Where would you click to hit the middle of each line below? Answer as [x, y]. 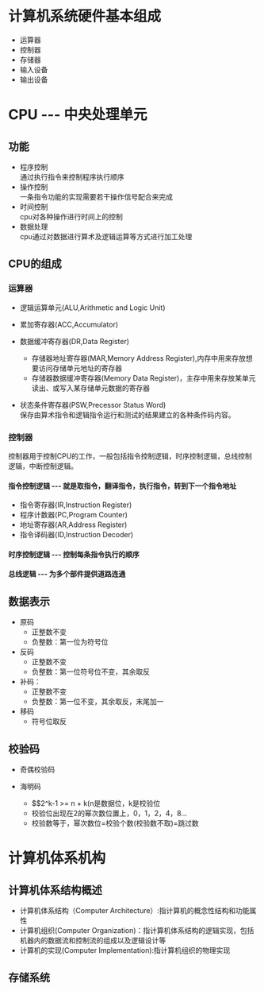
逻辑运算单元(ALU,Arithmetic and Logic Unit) [92, 308]
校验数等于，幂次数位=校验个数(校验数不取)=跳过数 [115, 823]
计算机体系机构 [57, 858]
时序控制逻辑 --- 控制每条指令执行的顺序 [74, 554]
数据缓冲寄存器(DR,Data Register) [74, 341]
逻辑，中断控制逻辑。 [43, 466]
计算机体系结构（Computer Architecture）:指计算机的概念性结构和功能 [134, 910]
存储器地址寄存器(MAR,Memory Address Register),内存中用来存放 [138, 358]
